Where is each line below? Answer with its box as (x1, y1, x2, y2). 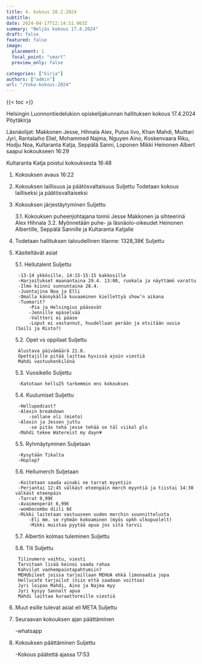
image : (6, 43, 23, 49)
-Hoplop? (17, 457, 40, 463)
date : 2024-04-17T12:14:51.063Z (6, 20, 87, 26)
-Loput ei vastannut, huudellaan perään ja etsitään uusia (28, 320, 180, 327)
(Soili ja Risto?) (14, 325, 62, 332)
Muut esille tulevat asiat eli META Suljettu (14, 604, 118, 611)
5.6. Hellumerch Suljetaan (14, 468, 79, 476)
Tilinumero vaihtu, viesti (17, 556, 86, 562)
